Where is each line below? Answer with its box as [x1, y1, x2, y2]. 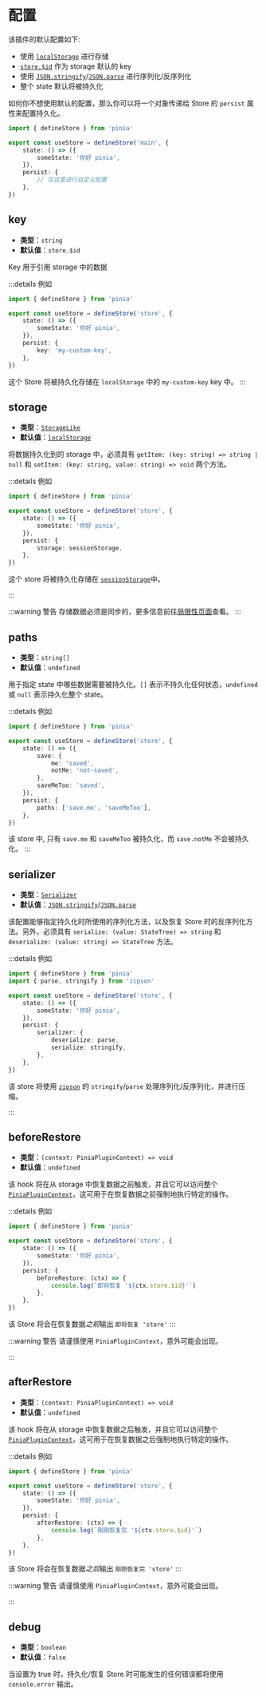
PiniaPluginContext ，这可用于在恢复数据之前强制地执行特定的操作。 [8, 1190, 233, 1199]
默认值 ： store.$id [19, 244, 81, 255]
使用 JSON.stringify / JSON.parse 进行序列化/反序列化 [19, 71, 192, 81]
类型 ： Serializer [19, 890, 77, 900]
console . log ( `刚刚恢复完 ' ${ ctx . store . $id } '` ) [50, 1526, 202, 1534]
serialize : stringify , [50, 1043, 127, 1052]
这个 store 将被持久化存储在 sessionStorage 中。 [8, 574, 165, 584]
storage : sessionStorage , [37, 544, 123, 552]
